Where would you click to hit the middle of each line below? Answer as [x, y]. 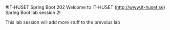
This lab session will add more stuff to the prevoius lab [63, 22]
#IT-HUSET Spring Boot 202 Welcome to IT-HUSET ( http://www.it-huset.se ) [85, 7]
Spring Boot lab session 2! [33, 12]
